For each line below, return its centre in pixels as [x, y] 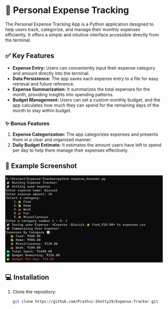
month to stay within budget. [42, 110]
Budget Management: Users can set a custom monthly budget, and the [86, 100]
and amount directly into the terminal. [51, 73]
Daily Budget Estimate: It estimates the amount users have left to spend [87, 145]
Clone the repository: [34, 292]
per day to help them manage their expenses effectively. [70, 150]
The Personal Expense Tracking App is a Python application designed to [79, 24]
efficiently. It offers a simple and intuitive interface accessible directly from [82, 35]
